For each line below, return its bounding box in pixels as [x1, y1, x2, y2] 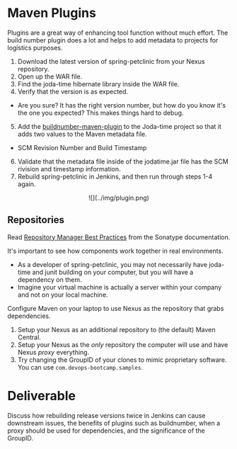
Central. [17, 333, 41, 341]
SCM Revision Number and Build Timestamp [17, 143, 147, 152]
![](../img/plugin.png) [88, 193, 150, 202]
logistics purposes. [7, 43, 63, 52]
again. [17, 179, 36, 188]
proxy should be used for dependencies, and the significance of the [7, 426, 205, 435]
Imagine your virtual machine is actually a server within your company [17, 283, 222, 291]
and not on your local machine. [17, 290, 108, 299]
